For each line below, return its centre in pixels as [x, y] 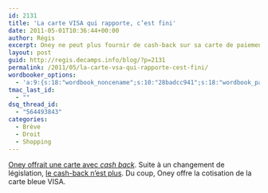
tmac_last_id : [32, 90]
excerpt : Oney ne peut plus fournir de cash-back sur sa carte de [121, 45]
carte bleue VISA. [37, 181]
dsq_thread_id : [33, 104]
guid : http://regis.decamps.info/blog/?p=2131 [87, 61]
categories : [28, 120]
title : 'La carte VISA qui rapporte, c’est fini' [93, 23]
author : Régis [32, 38]
